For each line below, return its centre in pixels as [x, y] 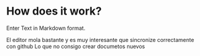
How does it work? [54, 11]
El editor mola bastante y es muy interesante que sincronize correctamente [100, 40]
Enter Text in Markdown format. [46, 28]
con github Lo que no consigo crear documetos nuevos [76, 46]
